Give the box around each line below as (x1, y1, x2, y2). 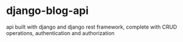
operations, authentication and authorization (6, 29, 115, 36)
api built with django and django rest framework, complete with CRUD (6, 23, 177, 30)
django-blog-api (6, 4, 89, 17)
